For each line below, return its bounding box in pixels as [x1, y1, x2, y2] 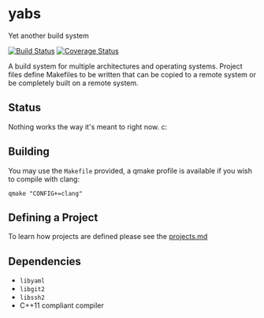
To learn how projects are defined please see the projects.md [8, 232, 208, 241]
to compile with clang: [8, 174, 80, 184]
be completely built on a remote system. [8, 78, 139, 88]
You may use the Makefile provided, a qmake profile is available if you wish [8, 166, 252, 175]
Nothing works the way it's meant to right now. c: [8, 122, 168, 131]
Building [8, 145, 50, 159]
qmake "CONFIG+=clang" [8, 189, 83, 197]
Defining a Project [8, 211, 99, 224]
